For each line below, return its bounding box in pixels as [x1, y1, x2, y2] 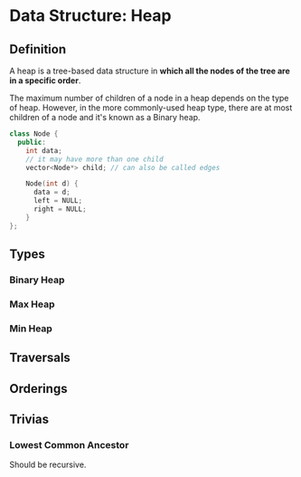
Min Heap [9, 322, 52, 335]
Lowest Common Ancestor [9, 438, 129, 451]
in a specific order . [9, 75, 81, 86]
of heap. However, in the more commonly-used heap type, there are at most [9, 102, 293, 113]
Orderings [9, 381, 68, 396]
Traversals [9, 350, 71, 366]
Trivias [9, 411, 50, 426]
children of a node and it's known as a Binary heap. [9, 112, 201, 122]
